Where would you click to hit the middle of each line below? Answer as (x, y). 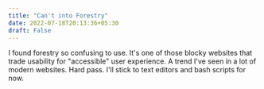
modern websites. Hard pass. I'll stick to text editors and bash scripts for (127, 70)
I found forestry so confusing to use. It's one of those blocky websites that (130, 53)
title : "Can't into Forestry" (58, 15)
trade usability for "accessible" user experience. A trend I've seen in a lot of (132, 61)
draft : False (30, 30)
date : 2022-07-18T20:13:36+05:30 (64, 23)
